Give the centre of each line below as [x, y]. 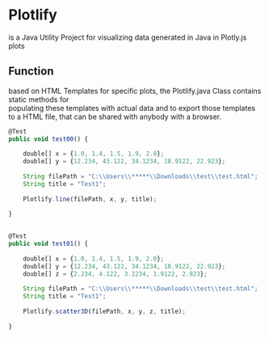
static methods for [39, 99]
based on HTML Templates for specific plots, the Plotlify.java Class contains [135, 91]
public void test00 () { [48, 139]
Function [31, 72]
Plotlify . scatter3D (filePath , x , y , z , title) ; [104, 311]
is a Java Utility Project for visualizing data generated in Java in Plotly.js [128, 37]
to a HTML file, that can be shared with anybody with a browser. [115, 116]
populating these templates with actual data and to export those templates [132, 108]
